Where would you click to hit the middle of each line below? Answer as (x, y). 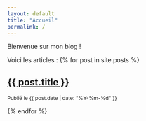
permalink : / (26, 27)
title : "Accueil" (33, 20)
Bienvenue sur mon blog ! (44, 47)
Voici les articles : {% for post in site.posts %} (73, 60)
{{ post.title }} (39, 82)
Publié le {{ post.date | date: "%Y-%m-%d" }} (62, 99)
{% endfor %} (27, 111)
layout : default (31, 14)
